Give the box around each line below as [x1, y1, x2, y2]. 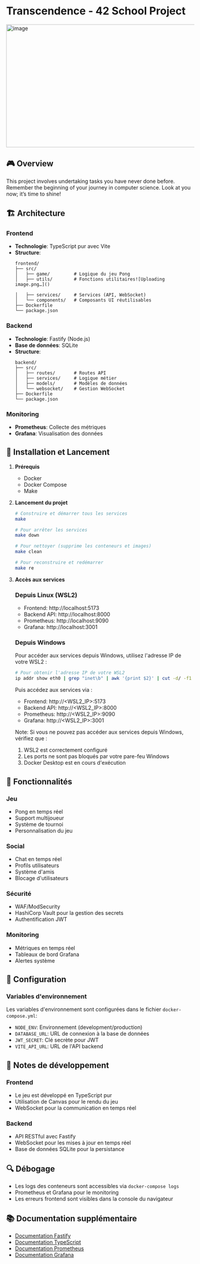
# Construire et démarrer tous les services [14, 510, 128, 517]
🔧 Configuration [6, 975, 67, 985]
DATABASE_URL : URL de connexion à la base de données [14, 1030, 149, 1037]
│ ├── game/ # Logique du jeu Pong [14, 271, 130, 277]
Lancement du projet [14, 499, 68, 506]
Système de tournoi [14, 820, 64, 828]
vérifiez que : [14, 735, 48, 742]
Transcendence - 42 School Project [6, 4, 186, 18]
